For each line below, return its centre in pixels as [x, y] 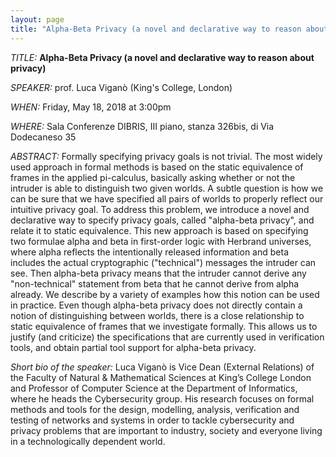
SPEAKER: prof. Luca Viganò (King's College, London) [121, 87]
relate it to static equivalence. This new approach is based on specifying [159, 230]
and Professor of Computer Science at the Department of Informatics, [154, 388]
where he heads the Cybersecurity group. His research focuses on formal [162, 398]
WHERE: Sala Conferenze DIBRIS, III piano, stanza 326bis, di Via [142, 126]
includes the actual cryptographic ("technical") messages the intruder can [163, 262]
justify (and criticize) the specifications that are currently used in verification [167, 337]
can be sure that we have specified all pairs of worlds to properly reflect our [167, 198]
